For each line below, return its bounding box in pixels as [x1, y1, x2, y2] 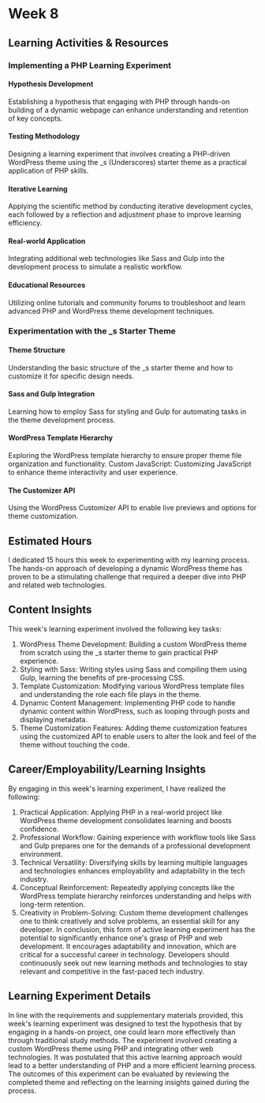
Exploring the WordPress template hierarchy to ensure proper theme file [8, 451, 242, 460]
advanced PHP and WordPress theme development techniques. [8, 306, 215, 315]
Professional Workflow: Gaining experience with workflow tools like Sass [19, 833, 256, 842]
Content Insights [8, 603, 92, 617]
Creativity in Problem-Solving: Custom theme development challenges [19, 907, 248, 917]
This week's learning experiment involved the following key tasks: [8, 624, 222, 633]
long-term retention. [19, 900, 85, 909]
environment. [19, 849, 63, 859]
